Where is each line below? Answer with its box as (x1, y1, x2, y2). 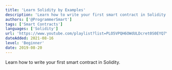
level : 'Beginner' (5, 41, 45, 46)
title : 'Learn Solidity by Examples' (5, 7, 86, 13)
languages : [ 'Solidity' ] (5, 26, 58, 31)
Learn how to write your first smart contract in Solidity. (5, 59, 120, 65)
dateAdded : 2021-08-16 (5, 36, 54, 41)
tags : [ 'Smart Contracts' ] (5, 21, 63, 27)
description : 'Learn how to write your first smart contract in (5, 12, 145, 17)
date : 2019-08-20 (5, 45, 42, 50)
